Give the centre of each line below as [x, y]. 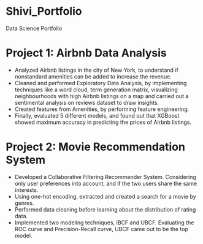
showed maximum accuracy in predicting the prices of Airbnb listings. [103, 122]
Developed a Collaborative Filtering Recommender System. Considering [105, 177]
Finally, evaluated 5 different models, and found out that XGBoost [97, 115]
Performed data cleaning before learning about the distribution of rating [105, 209]
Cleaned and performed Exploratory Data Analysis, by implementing [101, 83]
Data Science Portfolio [34, 28]
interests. [26, 190]
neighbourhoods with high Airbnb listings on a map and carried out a [101, 96]
